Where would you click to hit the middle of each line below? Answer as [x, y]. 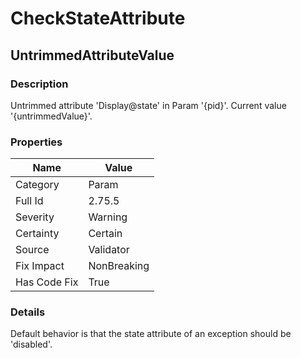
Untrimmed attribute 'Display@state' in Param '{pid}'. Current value [148, 105]
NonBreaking [119, 266]
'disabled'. [31, 344]
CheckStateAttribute [98, 18]
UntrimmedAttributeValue [92, 55]
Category [37, 185]
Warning [108, 217]
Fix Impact [40, 266]
